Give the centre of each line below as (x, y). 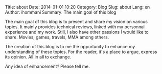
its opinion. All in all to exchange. (38, 57)
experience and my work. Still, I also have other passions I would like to (77, 32)
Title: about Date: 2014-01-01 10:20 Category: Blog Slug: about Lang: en (78, 7)
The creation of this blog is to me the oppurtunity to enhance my (70, 46)
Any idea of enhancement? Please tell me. (47, 66)
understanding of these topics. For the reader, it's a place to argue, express (81, 52)
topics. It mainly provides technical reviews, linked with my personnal (75, 27)
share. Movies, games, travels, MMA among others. (57, 37)
